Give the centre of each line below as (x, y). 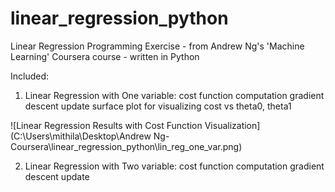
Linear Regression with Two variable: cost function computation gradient (174, 166)
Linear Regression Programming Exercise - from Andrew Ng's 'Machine (157, 46)
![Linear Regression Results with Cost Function (106, 125)
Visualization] (232, 125)
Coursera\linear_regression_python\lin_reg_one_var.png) (126, 146)
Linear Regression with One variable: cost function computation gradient (174, 95)
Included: (30, 76)
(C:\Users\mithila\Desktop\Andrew (81, 136)
